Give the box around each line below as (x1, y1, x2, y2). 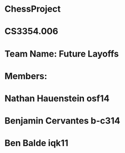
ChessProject (4, 3, 61, 15)
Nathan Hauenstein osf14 (4, 93, 110, 104)
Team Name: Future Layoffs (4, 48, 119, 59)
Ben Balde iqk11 (4, 138, 69, 149)
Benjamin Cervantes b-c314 (4, 115, 121, 127)
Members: (4, 70, 47, 82)
